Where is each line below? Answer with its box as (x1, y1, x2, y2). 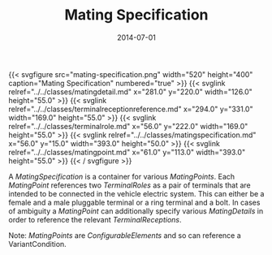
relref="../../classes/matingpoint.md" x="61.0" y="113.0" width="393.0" (8, 147, 246, 157)
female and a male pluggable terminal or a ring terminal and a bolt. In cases (8, 197, 261, 207)
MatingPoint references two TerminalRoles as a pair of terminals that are (8, 180, 251, 190)
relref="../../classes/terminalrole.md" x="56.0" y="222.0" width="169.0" (8, 121, 248, 131)
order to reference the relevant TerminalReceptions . (8, 214, 182, 224)
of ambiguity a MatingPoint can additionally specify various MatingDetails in (8, 205, 264, 216)
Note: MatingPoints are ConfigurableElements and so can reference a (8, 230, 241, 240)
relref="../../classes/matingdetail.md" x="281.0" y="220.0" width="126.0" (8, 87, 253, 97)
